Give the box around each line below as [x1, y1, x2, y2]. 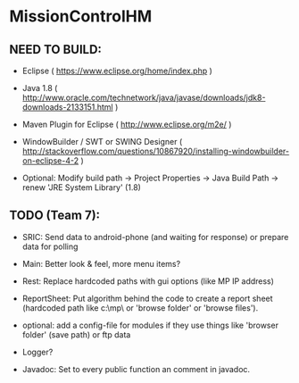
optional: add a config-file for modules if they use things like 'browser [21, 320, 279, 330]
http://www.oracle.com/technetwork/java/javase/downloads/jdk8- [21, 92, 266, 103]
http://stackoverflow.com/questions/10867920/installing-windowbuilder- [21, 146, 290, 156]
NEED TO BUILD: [9, 42, 103, 57]
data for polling [21, 241, 79, 252]
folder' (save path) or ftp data [21, 329, 131, 340]
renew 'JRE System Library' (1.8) [21, 182, 141, 193]
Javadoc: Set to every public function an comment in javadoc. [21, 363, 251, 374]
